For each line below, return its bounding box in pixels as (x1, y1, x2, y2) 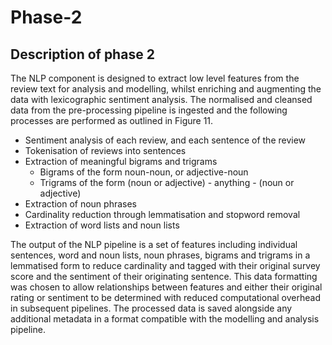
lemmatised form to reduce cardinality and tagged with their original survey (10, 260, 321, 271)
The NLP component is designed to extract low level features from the (10, 72, 300, 84)
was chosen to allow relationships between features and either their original (10, 281, 323, 293)
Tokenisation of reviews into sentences (24, 145, 187, 156)
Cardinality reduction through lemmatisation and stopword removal (24, 209, 301, 220)
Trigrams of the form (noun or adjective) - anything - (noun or (39, 177, 295, 188)
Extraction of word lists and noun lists (24, 219, 180, 231)
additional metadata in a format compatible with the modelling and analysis (10, 313, 320, 325)
